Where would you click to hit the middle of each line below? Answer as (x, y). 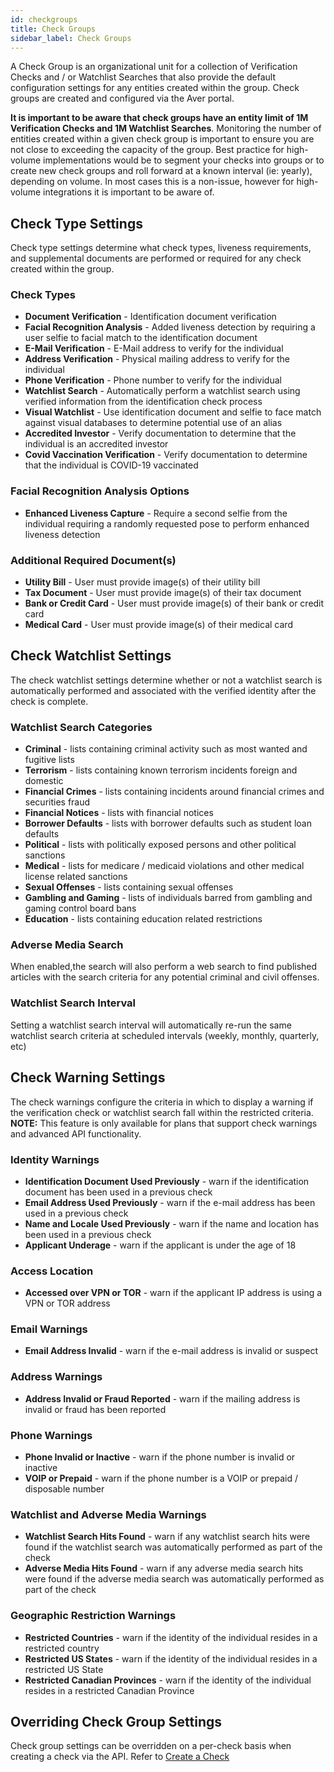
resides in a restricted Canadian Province (109, 1690)
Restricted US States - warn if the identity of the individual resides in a (171, 1658)
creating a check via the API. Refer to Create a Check (120, 1757)
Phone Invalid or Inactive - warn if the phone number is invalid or (160, 1457)
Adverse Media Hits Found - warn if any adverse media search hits (164, 1568)
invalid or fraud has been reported (95, 1409)
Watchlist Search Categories (81, 727)
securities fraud (57, 802)
